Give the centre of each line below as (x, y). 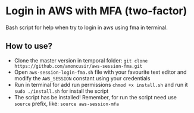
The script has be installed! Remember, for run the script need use (95, 97)
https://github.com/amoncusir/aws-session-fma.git (78, 66)
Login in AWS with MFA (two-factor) (96, 11)
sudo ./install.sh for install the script (61, 91)
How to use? (29, 46)
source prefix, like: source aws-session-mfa (67, 103)
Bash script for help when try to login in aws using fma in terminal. (87, 27)
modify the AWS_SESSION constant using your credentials (82, 78)
